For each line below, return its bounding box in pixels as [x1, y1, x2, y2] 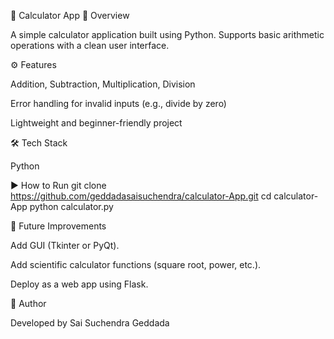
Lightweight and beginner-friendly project [10, 117, 183, 129]
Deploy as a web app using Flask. [10, 278, 149, 290]
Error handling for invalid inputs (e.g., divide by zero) [10, 98, 227, 109]
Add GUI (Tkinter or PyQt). [10, 240, 120, 251]
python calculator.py [29, 201, 114, 212]
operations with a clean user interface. [10, 40, 170, 51]
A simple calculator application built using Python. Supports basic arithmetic [10, 29, 325, 40]
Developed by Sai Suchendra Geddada [10, 317, 170, 329]
